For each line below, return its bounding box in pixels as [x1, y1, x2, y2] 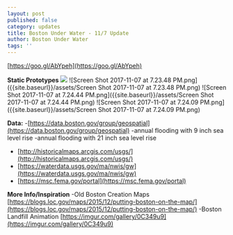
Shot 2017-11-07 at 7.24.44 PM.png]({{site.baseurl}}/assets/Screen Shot [7, 91, 214, 99]
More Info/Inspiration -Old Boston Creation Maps [7, 191, 150, 198]
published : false [7, 17, 58, 24]
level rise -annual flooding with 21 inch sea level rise [7, 133, 156, 142]
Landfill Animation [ [7, 213, 63, 220]
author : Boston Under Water [7, 36, 89, 43]
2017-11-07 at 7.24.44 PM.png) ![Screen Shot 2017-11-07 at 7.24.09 [7, 98, 199, 106]
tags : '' [7, 42, 33, 49]
